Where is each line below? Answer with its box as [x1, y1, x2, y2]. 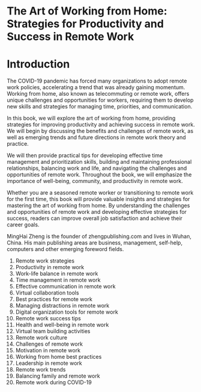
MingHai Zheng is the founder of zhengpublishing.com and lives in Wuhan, [7, 233, 191, 240]
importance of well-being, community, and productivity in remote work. [7, 178, 184, 185]
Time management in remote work [15, 276, 101, 284]
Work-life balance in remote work [15, 270, 98, 278]
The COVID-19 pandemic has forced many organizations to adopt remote [7, 77, 187, 85]
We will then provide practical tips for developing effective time [7, 152, 163, 159]
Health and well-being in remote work [15, 321, 109, 329]
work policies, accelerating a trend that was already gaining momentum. [7, 84, 185, 91]
